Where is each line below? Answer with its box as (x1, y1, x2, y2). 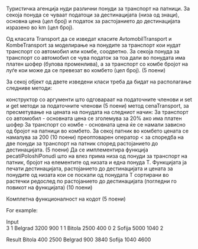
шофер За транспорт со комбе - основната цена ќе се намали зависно (6, 121, 186, 128)
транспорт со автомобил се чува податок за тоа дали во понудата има (6, 54, 186, 61)
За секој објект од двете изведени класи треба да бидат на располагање (6, 78, 192, 85)
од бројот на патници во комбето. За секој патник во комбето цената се (6, 127, 189, 134)
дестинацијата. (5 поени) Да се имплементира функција (6, 146, 149, 153)
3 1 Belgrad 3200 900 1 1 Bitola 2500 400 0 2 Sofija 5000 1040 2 (6, 225, 164, 231)
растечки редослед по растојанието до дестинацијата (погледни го (6, 177, 177, 185)
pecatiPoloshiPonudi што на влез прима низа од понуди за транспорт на (6, 153, 188, 159)
